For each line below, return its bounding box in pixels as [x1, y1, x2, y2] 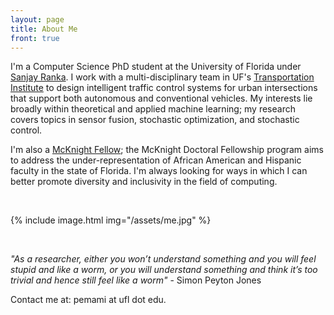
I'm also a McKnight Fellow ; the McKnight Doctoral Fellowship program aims [10, 144, 324, 156]
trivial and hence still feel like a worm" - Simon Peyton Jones [10, 274, 262, 286]
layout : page [10, 14, 65, 25]
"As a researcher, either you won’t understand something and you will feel [10, 253, 317, 265]
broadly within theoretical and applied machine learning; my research [10, 103, 296, 115]
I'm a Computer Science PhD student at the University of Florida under [10, 61, 302, 73]
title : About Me [10, 24, 78, 34]
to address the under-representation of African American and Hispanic [10, 154, 302, 166]
